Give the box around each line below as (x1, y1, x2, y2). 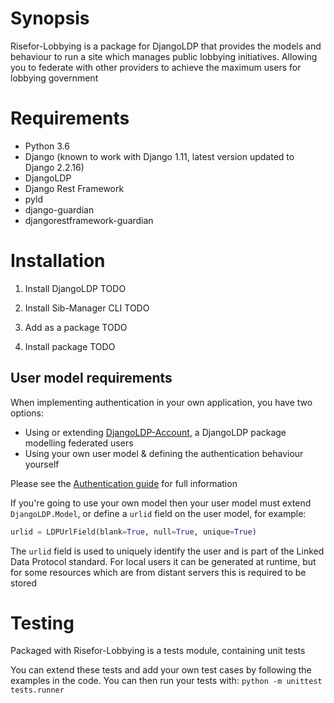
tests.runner (10, 685, 65, 696)
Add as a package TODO (24, 321, 128, 333)
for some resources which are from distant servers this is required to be (10, 566, 307, 578)
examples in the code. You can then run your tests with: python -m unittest (10, 675, 323, 687)
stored (10, 577, 37, 589)
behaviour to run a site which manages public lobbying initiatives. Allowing (10, 50, 318, 62)
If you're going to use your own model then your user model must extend (10, 497, 312, 509)
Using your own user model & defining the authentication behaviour (24, 447, 304, 459)
